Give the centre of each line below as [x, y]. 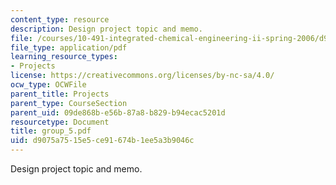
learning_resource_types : [64, 57]
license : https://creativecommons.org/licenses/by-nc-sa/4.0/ [142, 76]
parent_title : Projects [60, 94]
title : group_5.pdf [51, 131]
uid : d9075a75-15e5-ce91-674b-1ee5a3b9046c [102, 141]
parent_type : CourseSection [69, 103]
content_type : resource [60, 19]
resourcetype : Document [60, 122]
